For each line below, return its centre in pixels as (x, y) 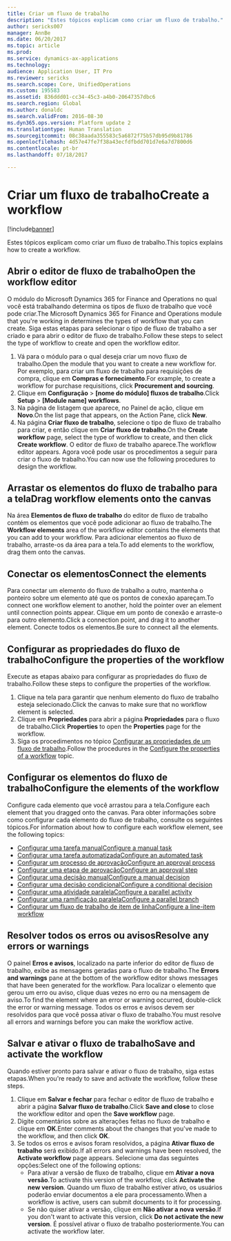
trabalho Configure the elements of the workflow (113, 788)
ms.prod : (20, 53)
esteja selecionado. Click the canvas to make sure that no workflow (112, 705)
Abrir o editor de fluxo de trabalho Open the (101, 271)
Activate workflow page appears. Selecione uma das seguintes (108, 1157)
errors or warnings (48, 946)
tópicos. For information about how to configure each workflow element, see (115, 827)
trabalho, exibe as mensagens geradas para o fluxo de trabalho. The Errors (113, 970)
